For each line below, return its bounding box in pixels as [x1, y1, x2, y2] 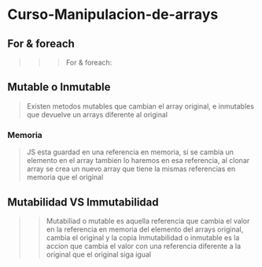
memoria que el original [26, 172, 104, 182]
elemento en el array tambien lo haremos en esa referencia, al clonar [26, 156, 250, 165]
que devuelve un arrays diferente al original [26, 109, 168, 119]
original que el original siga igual [46, 250, 151, 259]
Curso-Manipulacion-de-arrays [7, 6, 219, 24]
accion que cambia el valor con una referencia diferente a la [46, 241, 242, 250]
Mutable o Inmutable [7, 80, 111, 94]
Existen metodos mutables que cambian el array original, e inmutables [26, 101, 255, 111]
